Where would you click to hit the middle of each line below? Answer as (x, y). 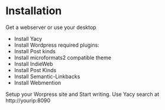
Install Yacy (28, 38)
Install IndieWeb (33, 64)
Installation (34, 11)
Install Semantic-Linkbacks (47, 76)
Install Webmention (38, 82)
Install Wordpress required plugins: (57, 45)
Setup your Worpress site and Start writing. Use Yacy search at (82, 94)
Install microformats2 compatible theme (63, 57)
